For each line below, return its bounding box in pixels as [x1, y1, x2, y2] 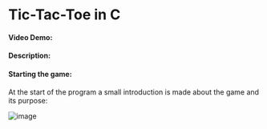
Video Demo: [8, 32, 53, 42]
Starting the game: [8, 69, 72, 79]
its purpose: [8, 95, 48, 105]
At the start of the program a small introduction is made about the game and [8, 87, 259, 97]
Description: [8, 50, 51, 61]
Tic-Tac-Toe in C [8, 6, 121, 24]
